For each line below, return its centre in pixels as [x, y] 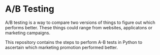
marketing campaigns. [28, 33]
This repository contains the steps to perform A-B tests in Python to [74, 42]
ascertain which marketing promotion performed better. [62, 47]
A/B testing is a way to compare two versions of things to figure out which [80, 22]
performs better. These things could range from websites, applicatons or [79, 27]
